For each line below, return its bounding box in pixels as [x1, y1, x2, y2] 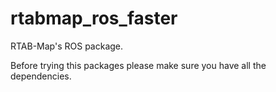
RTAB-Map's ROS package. [10, 40, 124, 52]
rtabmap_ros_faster [10, 7, 178, 30]
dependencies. [10, 70, 72, 82]
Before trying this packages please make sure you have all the [10, 59, 267, 71]
